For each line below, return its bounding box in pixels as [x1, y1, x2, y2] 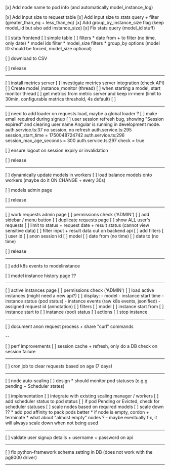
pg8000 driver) [5, 454, 37, 460]
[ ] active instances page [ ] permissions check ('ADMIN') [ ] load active [5, 287, 154, 293]
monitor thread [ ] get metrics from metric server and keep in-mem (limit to [5, 91, 161, 96]
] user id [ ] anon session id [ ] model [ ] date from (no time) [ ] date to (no [5, 233, 159, 239]
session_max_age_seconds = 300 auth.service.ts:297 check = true [5, 138, 145, 144]
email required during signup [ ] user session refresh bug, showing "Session [5, 116, 164, 122]
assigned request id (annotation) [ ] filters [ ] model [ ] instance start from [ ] [5, 304, 164, 309]
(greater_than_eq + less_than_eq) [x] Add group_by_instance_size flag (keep [5, 20, 164, 25]
